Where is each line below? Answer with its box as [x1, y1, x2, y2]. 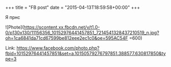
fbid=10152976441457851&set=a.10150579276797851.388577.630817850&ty [5, 51, 166, 56]
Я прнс [5, 14, 20, 20]
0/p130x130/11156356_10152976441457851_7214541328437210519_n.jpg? [5, 30, 159, 35]
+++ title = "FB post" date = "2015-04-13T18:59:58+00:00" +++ [5, 5, 140, 10]
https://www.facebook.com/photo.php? [16, 45, 100, 51]
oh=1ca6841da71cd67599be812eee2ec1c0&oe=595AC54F [5, 35, 129, 41]
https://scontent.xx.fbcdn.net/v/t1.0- [23, 24, 100, 30]
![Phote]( [5, 24, 24, 30]
